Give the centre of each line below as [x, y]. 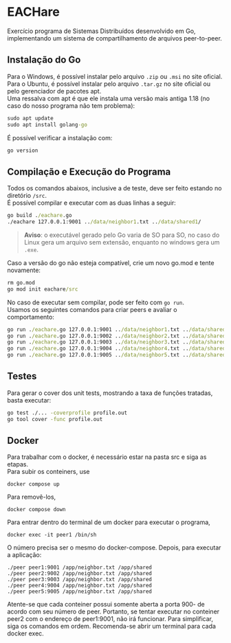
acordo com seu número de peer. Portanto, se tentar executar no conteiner [113, 611]
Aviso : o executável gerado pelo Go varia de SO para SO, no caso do [122, 235]
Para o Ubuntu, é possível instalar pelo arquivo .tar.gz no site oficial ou [109, 84]
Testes [22, 376]
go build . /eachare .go [40, 216]
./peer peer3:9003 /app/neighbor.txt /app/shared [80, 580]
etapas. [18, 464]
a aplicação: [24, 555]
